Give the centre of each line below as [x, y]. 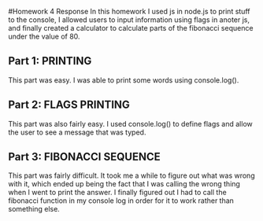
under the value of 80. [44, 36]
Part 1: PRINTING [50, 61]
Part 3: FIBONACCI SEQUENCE [84, 157]
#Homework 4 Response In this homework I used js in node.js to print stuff [129, 11]
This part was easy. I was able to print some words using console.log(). [124, 80]
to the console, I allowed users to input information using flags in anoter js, [129, 20]
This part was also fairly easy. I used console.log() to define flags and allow [131, 123]
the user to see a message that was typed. [77, 132]
